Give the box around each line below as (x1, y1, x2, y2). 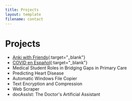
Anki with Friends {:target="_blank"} (12, 54, 86, 60)
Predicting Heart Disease (12, 70, 64, 76)
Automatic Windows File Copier (12, 76, 77, 82)
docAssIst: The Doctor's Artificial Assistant (12, 92, 101, 98)
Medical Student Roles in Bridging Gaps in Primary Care (12, 65, 127, 71)
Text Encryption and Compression (12, 81, 83, 87)
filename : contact (5, 16, 43, 21)
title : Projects (5, 7, 39, 12)
